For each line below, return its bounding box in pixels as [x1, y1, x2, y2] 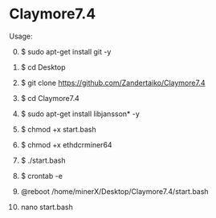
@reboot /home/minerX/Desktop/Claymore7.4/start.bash [20, 186, 209, 196]
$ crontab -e [20, 171, 63, 180]
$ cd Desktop [20, 62, 66, 72]
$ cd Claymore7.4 [20, 93, 79, 103]
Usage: [9, 31, 33, 41]
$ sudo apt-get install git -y [20, 46, 112, 56]
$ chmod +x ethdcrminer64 [20, 139, 112, 149]
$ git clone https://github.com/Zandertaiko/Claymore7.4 [20, 78, 206, 87]
